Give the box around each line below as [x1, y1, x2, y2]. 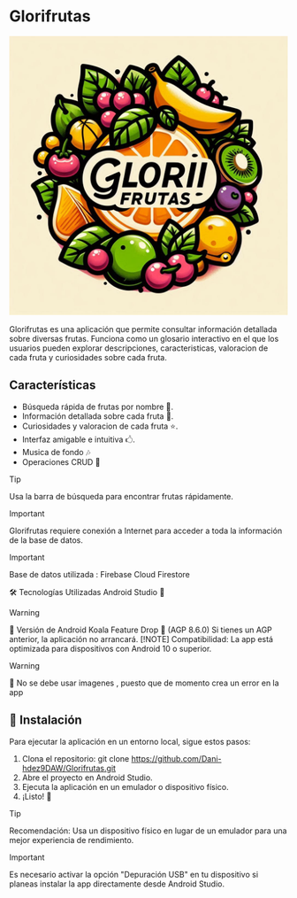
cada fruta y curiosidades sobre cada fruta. [9, 352, 168, 362]
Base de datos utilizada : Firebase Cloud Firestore [9, 569, 190, 579]
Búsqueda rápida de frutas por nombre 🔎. [21, 401, 174, 412]
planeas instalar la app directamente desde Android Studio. [9, 879, 225, 889]
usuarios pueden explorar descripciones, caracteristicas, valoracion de [9, 343, 269, 353]
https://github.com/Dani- [131, 753, 222, 763]
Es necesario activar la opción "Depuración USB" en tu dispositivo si [9, 869, 259, 879]
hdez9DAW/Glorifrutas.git [21, 763, 117, 773]
